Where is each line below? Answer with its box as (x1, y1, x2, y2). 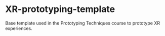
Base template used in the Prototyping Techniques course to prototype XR (5, 20, 160, 26)
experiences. (5, 25, 33, 31)
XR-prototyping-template (5, 3, 115, 15)
